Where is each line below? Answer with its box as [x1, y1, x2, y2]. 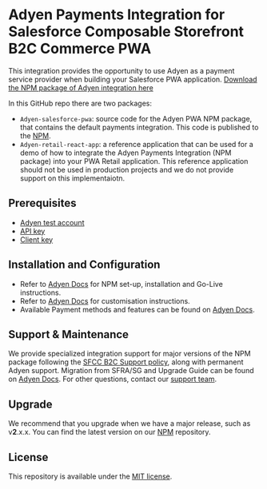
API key [19, 226, 46, 236]
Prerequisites [8, 197, 77, 210]
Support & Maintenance [8, 328, 130, 341]
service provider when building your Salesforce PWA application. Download [8, 74, 257, 84]
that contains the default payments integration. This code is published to [19, 122, 259, 132]
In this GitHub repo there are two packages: [8, 98, 153, 108]
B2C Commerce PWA [8, 40, 152, 58]
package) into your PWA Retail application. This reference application [19, 156, 249, 165]
